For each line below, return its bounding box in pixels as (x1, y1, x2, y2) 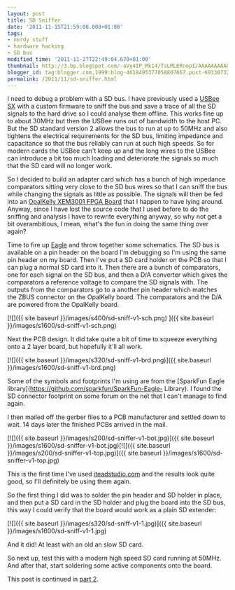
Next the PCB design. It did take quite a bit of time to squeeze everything (7, 335, 218, 343)
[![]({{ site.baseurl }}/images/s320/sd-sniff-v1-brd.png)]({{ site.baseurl (7, 356, 211, 364)
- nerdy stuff (7, 36, 49, 43)
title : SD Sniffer (7, 17, 61, 24)
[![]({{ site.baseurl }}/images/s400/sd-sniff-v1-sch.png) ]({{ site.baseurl (7, 314, 215, 322)
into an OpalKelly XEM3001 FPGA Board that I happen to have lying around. (7, 198, 224, 206)
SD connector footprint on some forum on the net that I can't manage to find (7, 392, 227, 400)
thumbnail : (7, 62, 39, 69)
